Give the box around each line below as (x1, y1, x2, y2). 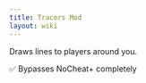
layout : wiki (9, 21, 58, 30)
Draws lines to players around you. (9, 46, 137, 56)
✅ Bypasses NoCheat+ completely (9, 63, 137, 74)
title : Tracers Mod (9, 12, 82, 22)
